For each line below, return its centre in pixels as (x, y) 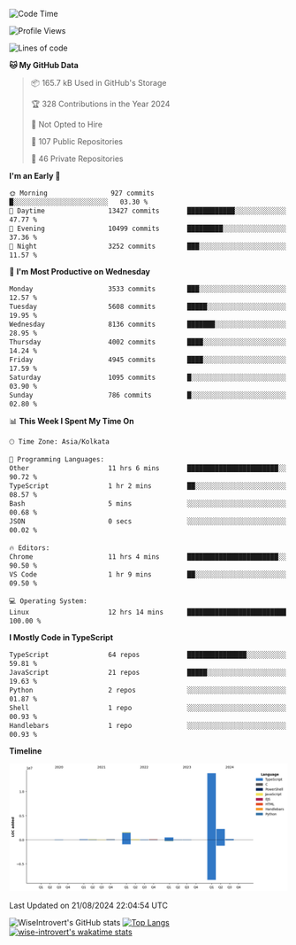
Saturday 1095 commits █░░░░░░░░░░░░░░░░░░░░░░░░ (148, 377)
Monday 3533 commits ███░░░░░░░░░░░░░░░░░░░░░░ (148, 289)
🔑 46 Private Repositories (77, 159)
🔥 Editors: (30, 548)
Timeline (26, 751)
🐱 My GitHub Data (44, 65)
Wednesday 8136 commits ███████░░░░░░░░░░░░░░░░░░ (148, 324)
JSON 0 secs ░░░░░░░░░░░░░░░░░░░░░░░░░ (148, 522)
